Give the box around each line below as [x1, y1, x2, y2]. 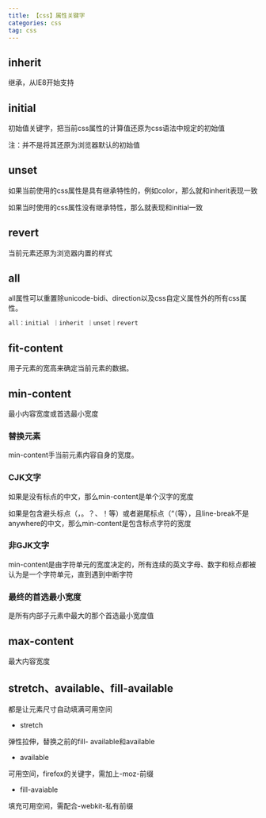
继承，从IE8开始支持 [8, 78, 74, 87]
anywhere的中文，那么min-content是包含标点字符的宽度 [8, 518, 192, 528]
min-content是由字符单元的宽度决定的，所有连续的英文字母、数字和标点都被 [8, 559, 256, 569]
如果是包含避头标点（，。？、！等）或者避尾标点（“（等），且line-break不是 [8, 509, 249, 518]
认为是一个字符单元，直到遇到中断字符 [8, 569, 133, 579]
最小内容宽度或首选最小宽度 [8, 409, 99, 418]
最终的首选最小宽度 [8, 591, 82, 602]
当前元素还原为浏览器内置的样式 [8, 248, 112, 258]
